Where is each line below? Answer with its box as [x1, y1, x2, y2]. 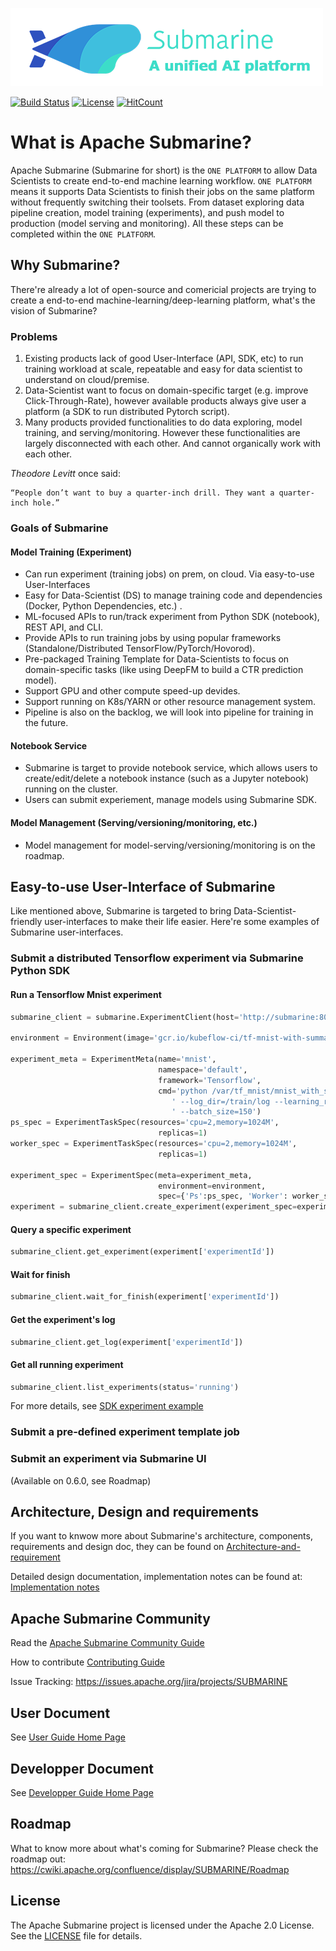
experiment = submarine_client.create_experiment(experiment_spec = [10, 1202, 298, 1212]
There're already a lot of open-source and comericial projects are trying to [10, 283, 317, 295]
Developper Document [10, 1760, 155, 1777]
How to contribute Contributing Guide [10, 1656, 165, 1668]
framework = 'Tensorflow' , [158, 1075, 262, 1085]
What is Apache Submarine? [10, 131, 252, 154]
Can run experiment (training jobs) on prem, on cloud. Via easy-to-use [24, 568, 315, 580]
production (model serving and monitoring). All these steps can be [10, 217, 284, 229]
